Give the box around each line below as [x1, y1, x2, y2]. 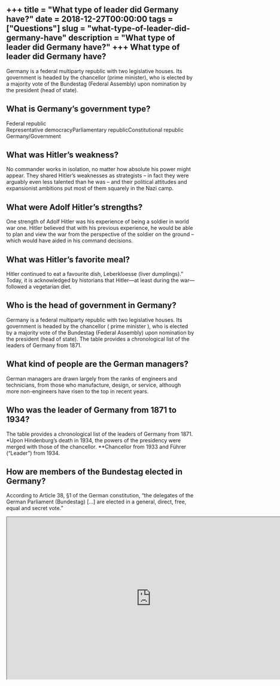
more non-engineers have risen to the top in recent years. [6, 387, 149, 394]
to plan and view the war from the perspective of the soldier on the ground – [6, 230, 194, 238]
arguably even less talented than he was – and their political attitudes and [6, 178, 187, 186]
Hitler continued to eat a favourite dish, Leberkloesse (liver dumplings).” [6, 271, 184, 278]
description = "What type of [68, 33, 175, 43]
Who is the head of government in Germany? [6, 300, 176, 311]
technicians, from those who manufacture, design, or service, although [6, 381, 181, 388]
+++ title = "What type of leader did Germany [6, 5, 179, 15]
